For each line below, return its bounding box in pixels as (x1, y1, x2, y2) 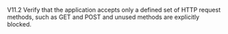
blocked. (7, 20, 32, 28)
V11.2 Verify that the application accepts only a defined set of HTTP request (7, 6, 221, 14)
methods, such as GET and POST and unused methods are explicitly (7, 13, 200, 21)
